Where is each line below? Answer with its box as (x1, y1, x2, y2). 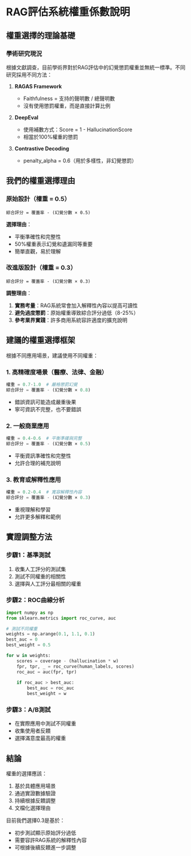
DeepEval (14, 114, 39, 121)
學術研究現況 (6, 49, 43, 57)
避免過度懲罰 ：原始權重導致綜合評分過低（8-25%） (14, 309, 139, 316)
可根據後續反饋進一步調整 (14, 844, 77, 851)
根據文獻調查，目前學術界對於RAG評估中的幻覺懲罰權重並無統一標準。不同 (6, 64, 186, 71)
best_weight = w (27, 691, 67, 697)
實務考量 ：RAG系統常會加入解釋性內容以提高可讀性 (14, 302, 138, 309)
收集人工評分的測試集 (14, 565, 66, 572)
